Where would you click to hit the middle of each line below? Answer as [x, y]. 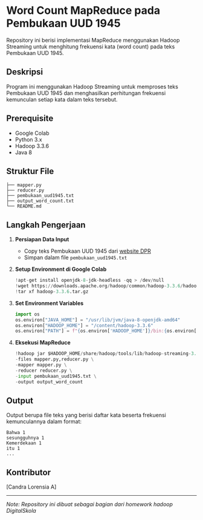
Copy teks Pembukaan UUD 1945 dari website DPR [87, 251]
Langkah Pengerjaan [46, 225]
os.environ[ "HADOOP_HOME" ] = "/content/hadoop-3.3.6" [84, 325]
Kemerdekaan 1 [24, 443]
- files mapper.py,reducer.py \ [54, 359]
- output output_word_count [49, 382]
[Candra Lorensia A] [31, 487]
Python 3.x [28, 139]
